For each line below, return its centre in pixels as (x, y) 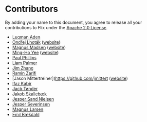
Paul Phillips (24, 57)
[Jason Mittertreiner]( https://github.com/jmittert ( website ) (70, 78)
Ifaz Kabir (22, 83)
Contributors (32, 9)
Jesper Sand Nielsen (33, 99)
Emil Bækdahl (26, 114)
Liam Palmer (25, 63)
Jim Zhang (23, 68)
